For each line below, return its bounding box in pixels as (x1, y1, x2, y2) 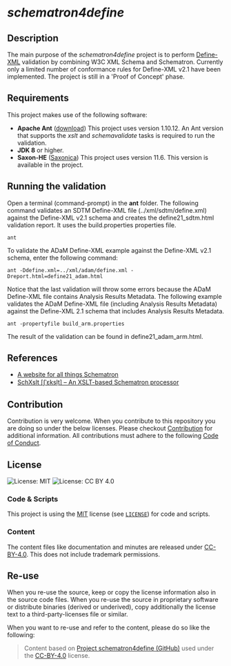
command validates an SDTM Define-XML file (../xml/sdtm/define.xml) (7, 206, 207, 214)
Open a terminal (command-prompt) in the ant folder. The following (7, 198, 199, 207)
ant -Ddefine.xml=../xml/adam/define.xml (7, 267, 128, 273)
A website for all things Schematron (17, 371, 119, 379)
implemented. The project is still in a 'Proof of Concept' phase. (7, 72, 185, 81)
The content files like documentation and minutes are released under (7, 543, 203, 551)
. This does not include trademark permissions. (26, 550, 161, 559)
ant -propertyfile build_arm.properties (7, 320, 125, 327)
